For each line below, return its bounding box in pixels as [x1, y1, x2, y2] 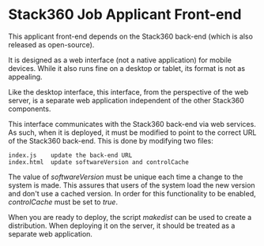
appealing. [8, 72, 43, 81]
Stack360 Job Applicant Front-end [8, 6, 242, 24]
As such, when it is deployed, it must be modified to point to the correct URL [8, 128, 257, 137]
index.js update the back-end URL [8, 151, 133, 159]
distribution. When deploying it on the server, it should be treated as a [8, 221, 236, 230]
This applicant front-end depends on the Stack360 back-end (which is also [8, 32, 253, 41]
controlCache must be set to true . [8, 197, 119, 207]
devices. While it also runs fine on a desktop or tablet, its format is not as [8, 63, 246, 73]
